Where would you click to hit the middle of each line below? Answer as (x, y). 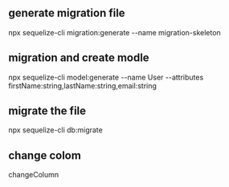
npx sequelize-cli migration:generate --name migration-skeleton (115, 32)
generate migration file (67, 13)
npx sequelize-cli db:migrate (55, 130)
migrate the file (47, 111)
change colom (45, 155)
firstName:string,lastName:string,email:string (82, 85)
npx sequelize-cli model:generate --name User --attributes (106, 77)
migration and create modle (79, 58)
